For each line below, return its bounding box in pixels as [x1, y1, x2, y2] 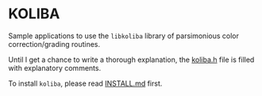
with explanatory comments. [8, 63, 102, 72]
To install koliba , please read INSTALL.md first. [8, 79, 163, 88]
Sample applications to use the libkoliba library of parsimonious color [8, 31, 240, 40]
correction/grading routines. [8, 39, 101, 48]
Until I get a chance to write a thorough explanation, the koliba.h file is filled [8, 55, 255, 64]
